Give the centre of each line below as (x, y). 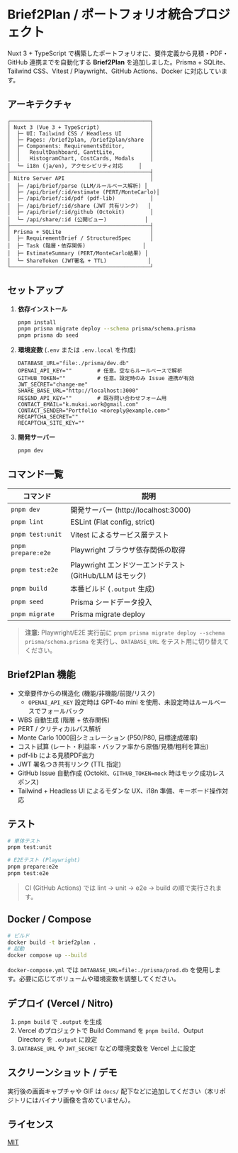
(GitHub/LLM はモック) (108, 575)
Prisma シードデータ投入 (111, 602)
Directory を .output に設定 (57, 1039)
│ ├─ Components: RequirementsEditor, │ (80, 146)
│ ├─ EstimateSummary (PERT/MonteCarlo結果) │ (78, 253)
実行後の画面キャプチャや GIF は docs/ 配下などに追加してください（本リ (114, 1091)
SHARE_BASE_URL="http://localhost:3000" (78, 391)
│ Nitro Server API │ (80, 178)
